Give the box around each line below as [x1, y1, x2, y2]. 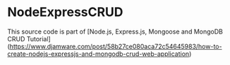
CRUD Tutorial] [7, 34, 51, 43]
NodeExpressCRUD [7, 4, 123, 20]
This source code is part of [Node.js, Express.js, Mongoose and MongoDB [7, 27, 224, 36]
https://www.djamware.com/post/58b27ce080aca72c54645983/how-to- [9, 42, 222, 50]
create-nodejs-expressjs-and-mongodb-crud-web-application [7, 50, 190, 58]
